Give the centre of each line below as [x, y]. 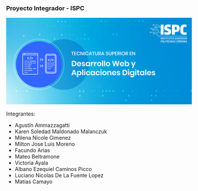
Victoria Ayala [31, 163]
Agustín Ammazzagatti [42, 125]
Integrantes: [21, 114]
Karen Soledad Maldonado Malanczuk [61, 131]
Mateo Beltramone [37, 156]
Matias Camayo [34, 182]
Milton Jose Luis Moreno [45, 144]
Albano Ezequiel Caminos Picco [53, 169]
